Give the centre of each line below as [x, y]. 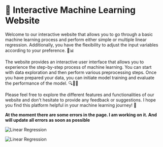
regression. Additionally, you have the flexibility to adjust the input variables [82, 45]
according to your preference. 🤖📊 [40, 50]
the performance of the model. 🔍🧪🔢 [42, 83]
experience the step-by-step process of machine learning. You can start [78, 67]
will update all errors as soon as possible [48, 120]
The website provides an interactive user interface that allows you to [75, 62]
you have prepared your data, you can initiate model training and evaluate [80, 77]
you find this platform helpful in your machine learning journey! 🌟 [71, 105]
